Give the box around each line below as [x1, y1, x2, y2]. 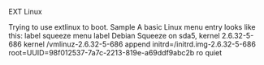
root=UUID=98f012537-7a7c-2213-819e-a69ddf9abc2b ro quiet [8, 48, 223, 57]
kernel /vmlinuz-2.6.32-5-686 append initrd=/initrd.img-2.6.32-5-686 [23, 39, 256, 49]
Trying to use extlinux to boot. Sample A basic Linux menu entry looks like [8, 22, 256, 31]
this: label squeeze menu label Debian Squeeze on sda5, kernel [8, 31, 221, 40]
